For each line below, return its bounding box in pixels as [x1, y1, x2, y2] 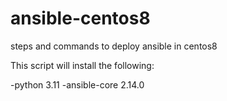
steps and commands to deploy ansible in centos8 [10, 40, 218, 52]
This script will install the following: [10, 59, 155, 71]
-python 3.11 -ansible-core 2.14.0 [10, 78, 145, 91]
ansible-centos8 [10, 7, 151, 30]
